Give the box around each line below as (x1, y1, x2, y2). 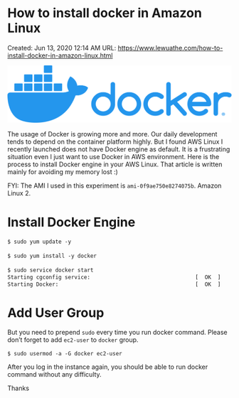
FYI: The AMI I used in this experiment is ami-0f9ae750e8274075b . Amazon (7, 181, 222, 190)
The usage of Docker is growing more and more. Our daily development (7, 130, 218, 139)
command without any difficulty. (7, 370, 102, 379)
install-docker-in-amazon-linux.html (7, 51, 113, 60)
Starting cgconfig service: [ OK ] (7, 274, 221, 281)
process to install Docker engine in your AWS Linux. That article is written (7, 160, 223, 168)
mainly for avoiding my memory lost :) (7, 168, 119, 176)
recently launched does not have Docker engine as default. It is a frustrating (7, 145, 230, 154)
